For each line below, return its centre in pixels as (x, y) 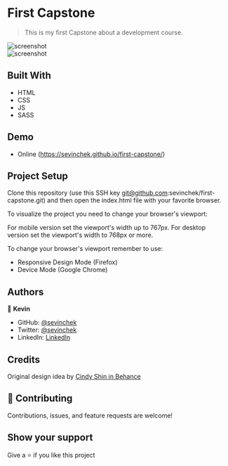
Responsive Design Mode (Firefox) (67, 262)
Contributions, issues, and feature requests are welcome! (90, 415)
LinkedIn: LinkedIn (44, 337)
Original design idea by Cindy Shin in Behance (74, 376)
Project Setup (38, 176)
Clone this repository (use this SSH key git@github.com (88, 193)
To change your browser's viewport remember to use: (85, 249)
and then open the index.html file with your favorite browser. (134, 200)
